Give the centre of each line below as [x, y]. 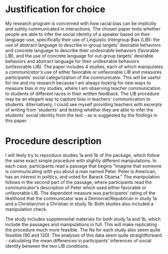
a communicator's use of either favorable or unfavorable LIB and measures [83, 72]
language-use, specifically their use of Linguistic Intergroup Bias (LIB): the [83, 40]
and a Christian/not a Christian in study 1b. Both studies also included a [79, 204]
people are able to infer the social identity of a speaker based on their [78, 34]
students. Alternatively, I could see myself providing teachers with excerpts [84, 104]
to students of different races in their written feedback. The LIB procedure [82, 93]
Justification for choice [55, 9]
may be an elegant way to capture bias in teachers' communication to [78, 99]
